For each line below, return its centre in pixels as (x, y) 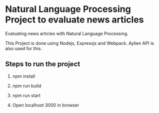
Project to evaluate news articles (74, 20)
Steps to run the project (43, 64)
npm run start (26, 95)
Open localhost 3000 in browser (45, 105)
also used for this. (24, 48)
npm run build (27, 86)
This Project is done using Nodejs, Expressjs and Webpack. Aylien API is (79, 43)
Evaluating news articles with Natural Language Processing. (67, 33)
